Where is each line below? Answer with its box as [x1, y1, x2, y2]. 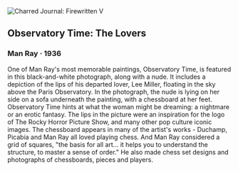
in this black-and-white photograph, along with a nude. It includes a [7, 72, 206, 81]
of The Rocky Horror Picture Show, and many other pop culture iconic [7, 117, 212, 126]
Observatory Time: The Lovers [7, 28, 147, 40]
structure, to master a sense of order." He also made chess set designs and [7, 148, 229, 156]
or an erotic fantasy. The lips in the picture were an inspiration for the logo [7, 110, 225, 118]
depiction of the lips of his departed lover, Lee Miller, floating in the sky [7, 79, 216, 88]
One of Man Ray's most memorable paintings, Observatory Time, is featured [7, 65, 232, 73]
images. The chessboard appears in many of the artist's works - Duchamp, [7, 125, 228, 133]
